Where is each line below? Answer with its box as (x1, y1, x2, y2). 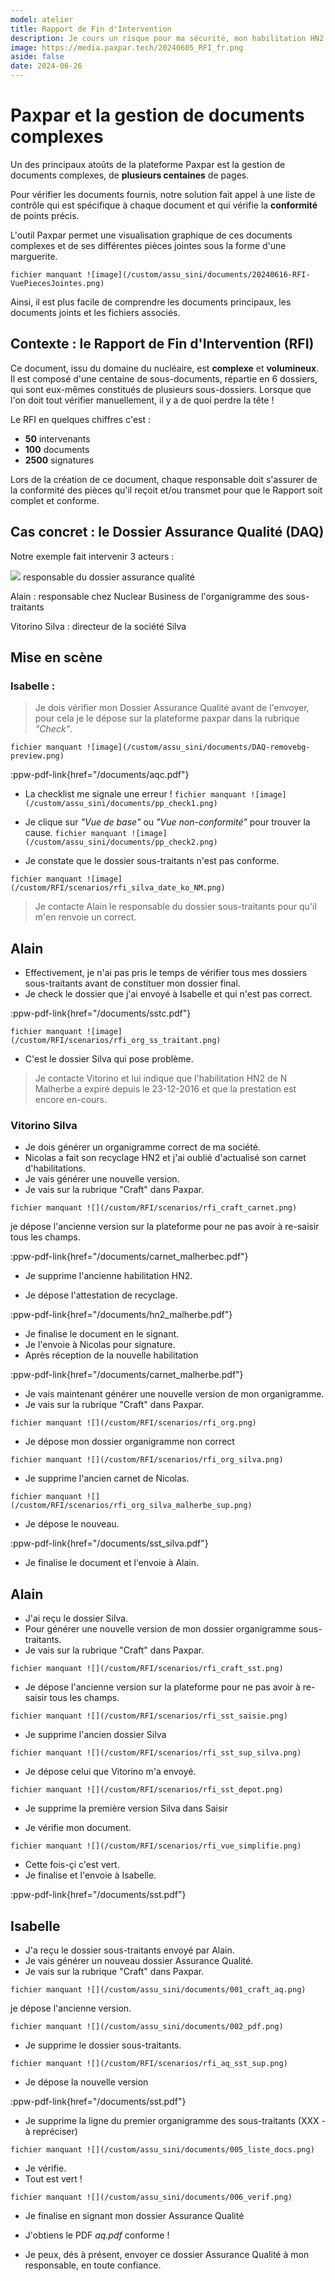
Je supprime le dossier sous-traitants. (24, 2039, 182, 2051)
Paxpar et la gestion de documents (10, 104, 305, 127)
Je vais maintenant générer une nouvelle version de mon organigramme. (24, 1388, 325, 1400)
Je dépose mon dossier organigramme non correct (24, 1436, 235, 1448)
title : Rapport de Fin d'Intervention (10, 24, 172, 34)
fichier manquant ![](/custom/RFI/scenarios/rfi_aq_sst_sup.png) (10, 2058, 288, 2068)
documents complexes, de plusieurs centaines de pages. (10, 169, 250, 181)
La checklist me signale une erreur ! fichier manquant (24, 788, 247, 800)
